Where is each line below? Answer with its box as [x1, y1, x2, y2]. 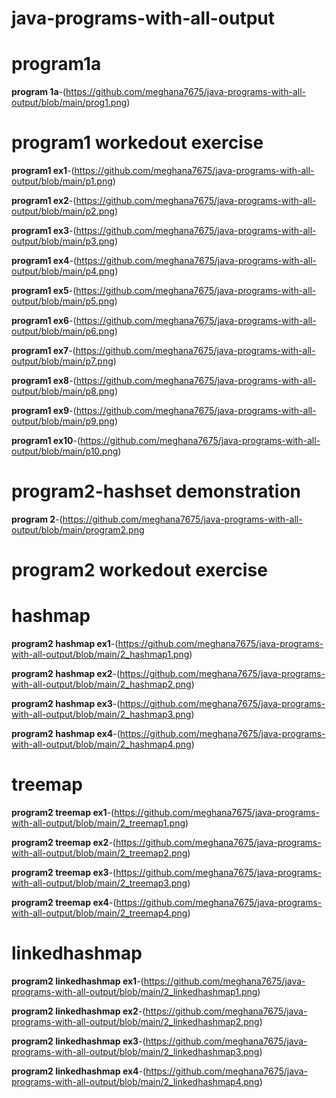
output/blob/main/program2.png [11, 524, 145, 536]
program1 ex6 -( [11, 315, 77, 327]
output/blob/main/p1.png [11, 175, 113, 187]
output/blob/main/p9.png [11, 415, 115, 427]
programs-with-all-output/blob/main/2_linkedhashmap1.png [11, 986, 258, 997]
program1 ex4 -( [11, 255, 78, 267]
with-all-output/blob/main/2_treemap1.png [11, 817, 186, 829]
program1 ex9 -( [11, 405, 77, 417]
